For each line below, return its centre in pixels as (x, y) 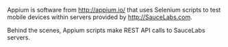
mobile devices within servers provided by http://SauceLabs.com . (100, 17)
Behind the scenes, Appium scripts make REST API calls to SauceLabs (106, 30)
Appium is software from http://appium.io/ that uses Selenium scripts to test (114, 10)
